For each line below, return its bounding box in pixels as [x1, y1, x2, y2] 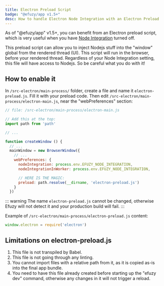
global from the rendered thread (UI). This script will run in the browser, [5, 50, 150, 56]
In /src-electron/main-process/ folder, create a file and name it [5, 88, 134, 94]
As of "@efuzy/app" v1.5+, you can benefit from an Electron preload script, [5, 30, 157, 36]
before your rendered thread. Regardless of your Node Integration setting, [5, 55, 155, 61]
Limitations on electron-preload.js [5, 236, 112, 245]
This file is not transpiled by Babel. [12, 250, 82, 255]
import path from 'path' [5, 121, 56, 126]
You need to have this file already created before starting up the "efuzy [12, 270, 156, 276]
